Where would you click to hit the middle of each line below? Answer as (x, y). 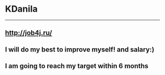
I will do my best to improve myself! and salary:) (80, 49)
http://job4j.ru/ (29, 33)
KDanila (21, 9)
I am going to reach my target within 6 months (77, 66)
